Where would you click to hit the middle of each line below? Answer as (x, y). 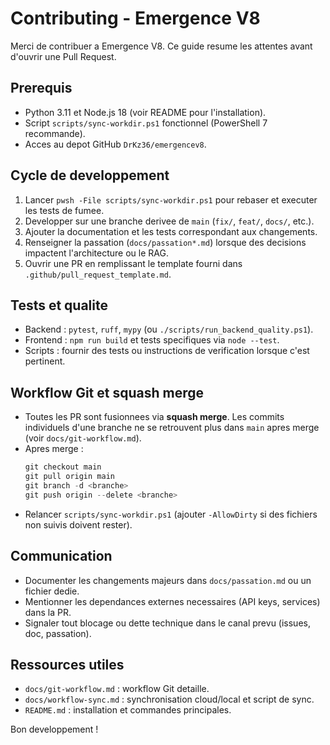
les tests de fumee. (64, 210)
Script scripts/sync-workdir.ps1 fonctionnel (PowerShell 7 (146, 123)
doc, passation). (58, 633)
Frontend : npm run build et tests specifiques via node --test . (152, 340)
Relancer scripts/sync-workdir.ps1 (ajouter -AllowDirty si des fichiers (171, 514)
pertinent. (45, 361)
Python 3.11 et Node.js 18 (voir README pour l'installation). (145, 112)
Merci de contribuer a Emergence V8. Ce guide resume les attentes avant (161, 46)
